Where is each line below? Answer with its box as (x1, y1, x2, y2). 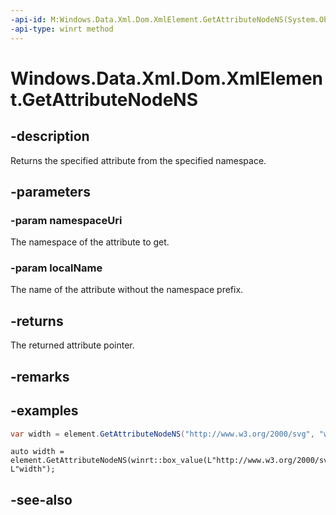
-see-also (10, 491, 73, 508)
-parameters (10, 183, 91, 200)
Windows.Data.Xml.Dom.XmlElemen (10, 67, 324, 90)
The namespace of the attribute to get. (10, 236, 170, 248)
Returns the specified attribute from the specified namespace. (10, 154, 267, 166)
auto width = (10, 447, 65, 457)
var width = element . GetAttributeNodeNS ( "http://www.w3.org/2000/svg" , (10, 429, 315, 439)
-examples (10, 402, 79, 420)
